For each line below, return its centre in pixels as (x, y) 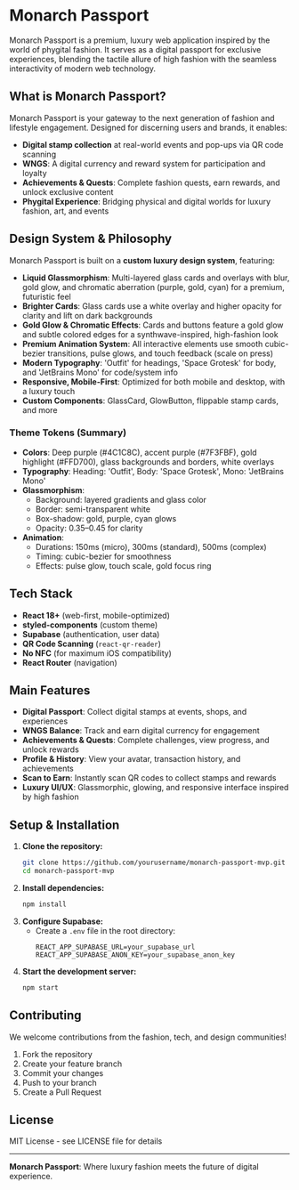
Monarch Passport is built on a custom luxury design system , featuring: (142, 260)
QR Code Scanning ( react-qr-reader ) (92, 644)
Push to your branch (60, 1082)
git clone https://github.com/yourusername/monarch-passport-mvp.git (154, 863)
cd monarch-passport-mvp (68, 871)
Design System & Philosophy (90, 239)
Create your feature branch (72, 1064)
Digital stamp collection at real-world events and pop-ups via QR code (153, 144)
